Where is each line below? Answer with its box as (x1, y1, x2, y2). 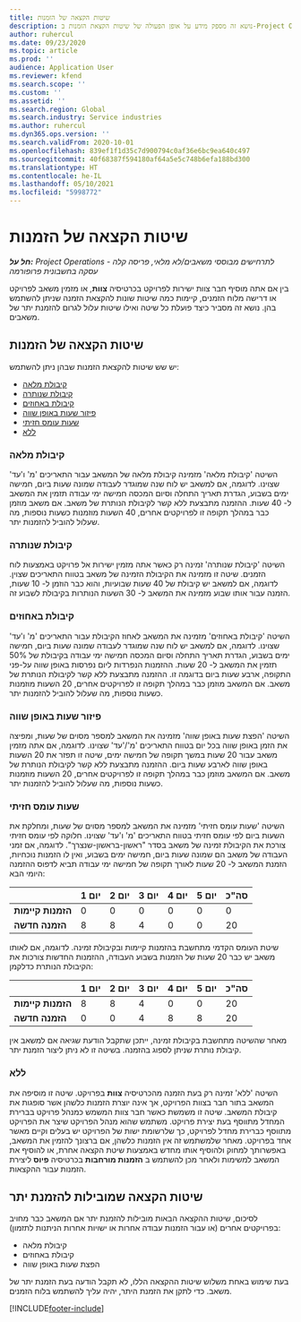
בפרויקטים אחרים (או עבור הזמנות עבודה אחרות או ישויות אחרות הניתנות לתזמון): (9, 1223, 281, 1233)
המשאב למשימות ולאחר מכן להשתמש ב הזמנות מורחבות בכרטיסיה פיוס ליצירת (9, 1154, 280, 1164)
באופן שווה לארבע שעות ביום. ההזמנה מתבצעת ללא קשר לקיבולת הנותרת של (9, 759, 269, 769)
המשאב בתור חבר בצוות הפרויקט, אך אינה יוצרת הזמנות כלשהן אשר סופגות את (9, 1096, 275, 1107)
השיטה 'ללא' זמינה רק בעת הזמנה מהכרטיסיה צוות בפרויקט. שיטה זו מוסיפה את (9, 1087, 279, 1098)
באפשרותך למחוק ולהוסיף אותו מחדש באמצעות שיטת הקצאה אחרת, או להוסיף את (9, 1144, 287, 1155)
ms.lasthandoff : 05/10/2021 (9, 180, 115, 189)
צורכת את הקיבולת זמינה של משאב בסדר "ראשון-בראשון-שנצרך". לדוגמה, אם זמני (9, 839, 287, 851)
